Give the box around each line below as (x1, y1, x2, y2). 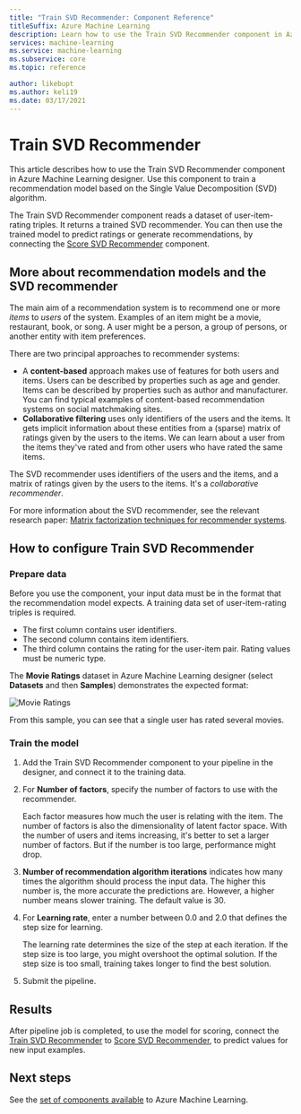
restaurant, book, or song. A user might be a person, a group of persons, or (9, 322, 288, 332)
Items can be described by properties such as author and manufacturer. (21, 384, 288, 395)
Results (9, 1001, 53, 1017)
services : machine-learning (9, 38, 115, 47)
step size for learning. (21, 922, 103, 933)
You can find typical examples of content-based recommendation (21, 394, 265, 405)
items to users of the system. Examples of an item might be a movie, (9, 312, 262, 323)
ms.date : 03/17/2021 (9, 96, 87, 105)
